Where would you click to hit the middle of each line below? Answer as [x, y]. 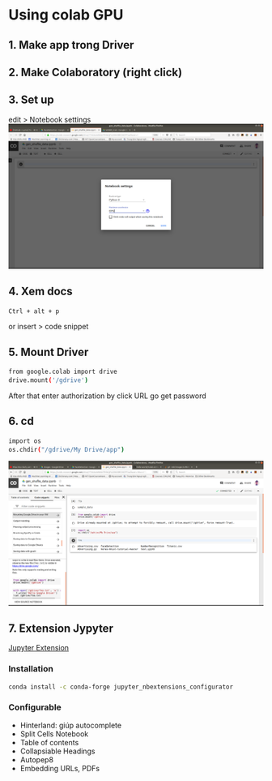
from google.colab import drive [63, 372]
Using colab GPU [66, 15]
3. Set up [31, 100]
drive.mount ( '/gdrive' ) [49, 380]
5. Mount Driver [49, 352]
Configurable [35, 707]
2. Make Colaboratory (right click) [96, 72]
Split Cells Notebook [54, 734]
